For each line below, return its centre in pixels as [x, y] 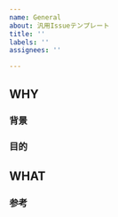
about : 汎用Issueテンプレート [59, 26]
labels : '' [29, 42]
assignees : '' [35, 50]
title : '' [28, 34]
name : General [35, 17]
